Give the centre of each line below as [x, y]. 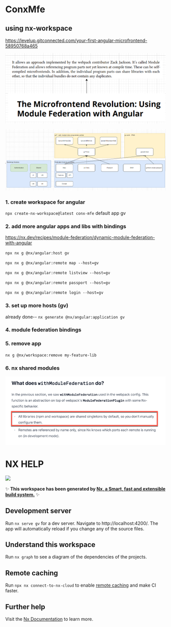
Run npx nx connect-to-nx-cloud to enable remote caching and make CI [81, 585]
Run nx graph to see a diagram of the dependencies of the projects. [76, 557]
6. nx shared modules [33, 368]
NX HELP [25, 464]
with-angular [19, 243]
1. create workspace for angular [45, 202]
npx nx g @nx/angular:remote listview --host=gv [58, 273]
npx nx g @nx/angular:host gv [37, 253]
